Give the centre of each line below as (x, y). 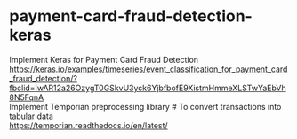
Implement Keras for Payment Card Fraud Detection (104, 59)
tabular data (31, 116)
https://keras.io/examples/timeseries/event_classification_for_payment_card (148, 69)
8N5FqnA (27, 97)
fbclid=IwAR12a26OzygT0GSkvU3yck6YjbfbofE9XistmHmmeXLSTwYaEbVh (148, 88)
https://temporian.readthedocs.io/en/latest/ (88, 125)
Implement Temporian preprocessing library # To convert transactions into (145, 106)
